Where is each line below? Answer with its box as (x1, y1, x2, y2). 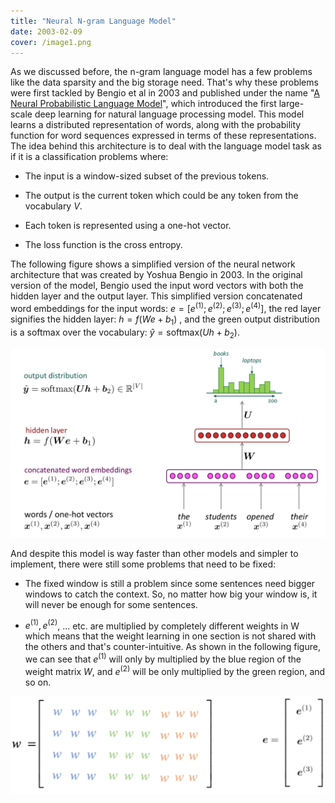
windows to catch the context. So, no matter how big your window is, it (24, 588, 318, 600)
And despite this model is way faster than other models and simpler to (10, 547, 299, 559)
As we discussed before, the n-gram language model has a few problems (10, 66, 313, 78)
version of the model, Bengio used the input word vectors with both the (10, 280, 304, 292)
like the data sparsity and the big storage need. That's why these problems (10, 76, 319, 89)
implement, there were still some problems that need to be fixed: (10, 558, 277, 570)
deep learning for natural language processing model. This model (34, 108, 305, 120)
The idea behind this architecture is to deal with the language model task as (10, 140, 322, 152)
